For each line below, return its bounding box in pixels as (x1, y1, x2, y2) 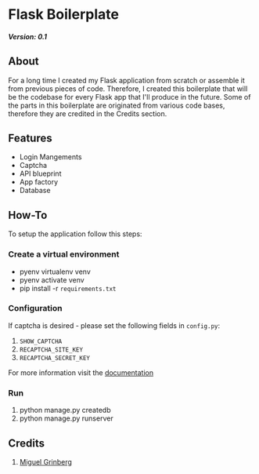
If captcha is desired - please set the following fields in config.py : (8, 320, 221, 330)
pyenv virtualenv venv (19, 267, 92, 276)
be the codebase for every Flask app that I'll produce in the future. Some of (8, 92, 251, 101)
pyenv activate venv (19, 275, 85, 284)
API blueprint (19, 169, 62, 178)
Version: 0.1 (8, 31, 47, 41)
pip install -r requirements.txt (19, 283, 117, 293)
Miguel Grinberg (19, 457, 73, 466)
